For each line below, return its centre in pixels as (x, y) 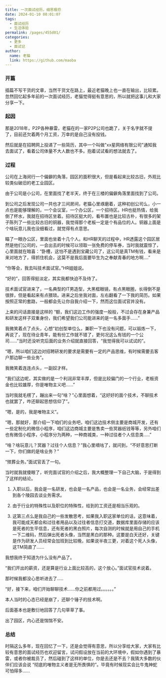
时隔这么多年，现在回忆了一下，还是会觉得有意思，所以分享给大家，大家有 (81, 646)
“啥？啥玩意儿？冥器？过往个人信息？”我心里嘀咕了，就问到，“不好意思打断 (82, 445)
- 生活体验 (19, 28)
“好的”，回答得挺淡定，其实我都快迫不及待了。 (53, 279)
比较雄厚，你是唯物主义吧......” (44, 385)
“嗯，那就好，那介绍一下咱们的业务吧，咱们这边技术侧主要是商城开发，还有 (82, 422)
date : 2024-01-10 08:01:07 (33, 14)
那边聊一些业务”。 (28, 358)
